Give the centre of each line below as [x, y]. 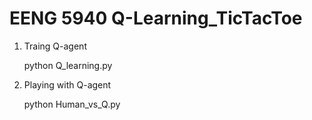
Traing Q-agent [55, 46]
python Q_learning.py [68, 65]
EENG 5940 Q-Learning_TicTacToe [156, 18]
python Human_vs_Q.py [72, 104]
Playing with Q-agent [67, 84]
